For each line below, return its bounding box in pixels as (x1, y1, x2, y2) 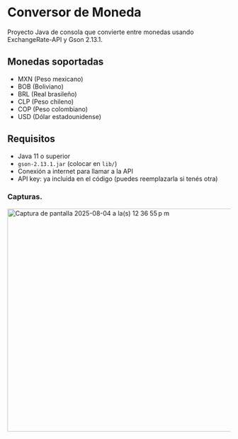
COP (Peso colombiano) (17, 104, 89, 113)
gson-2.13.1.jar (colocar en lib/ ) (17, 159, 118, 167)
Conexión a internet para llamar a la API (17, 167, 133, 175)
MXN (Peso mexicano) (17, 74, 84, 83)
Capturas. (7, 192, 42, 202)
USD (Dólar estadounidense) (17, 112, 101, 121)
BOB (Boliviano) (17, 82, 64, 91)
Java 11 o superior (17, 152, 71, 160)
